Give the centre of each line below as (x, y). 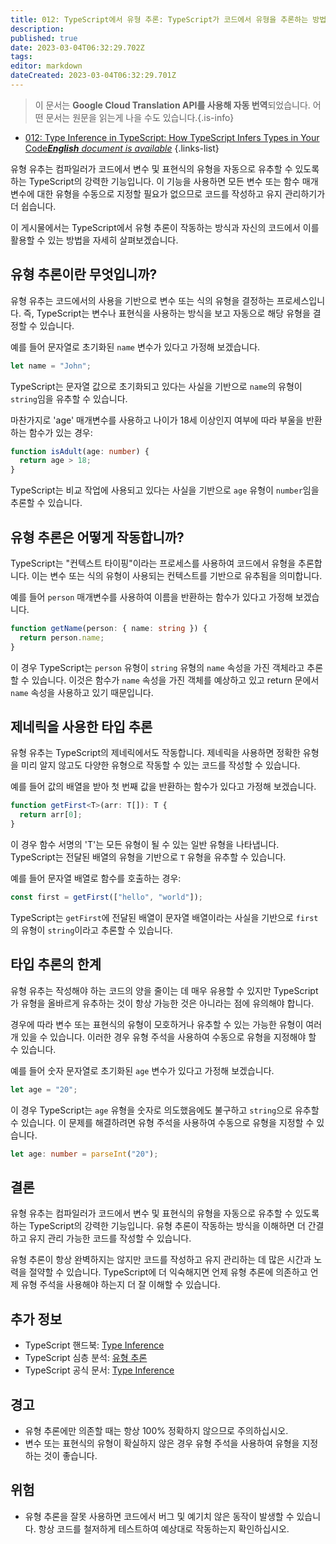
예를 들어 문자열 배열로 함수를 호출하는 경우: (96, 878)
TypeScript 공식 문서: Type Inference (99, 1370)
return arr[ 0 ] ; (51, 815)
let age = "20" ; (44, 1089)
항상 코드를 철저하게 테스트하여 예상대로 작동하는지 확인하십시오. (164, 1528)
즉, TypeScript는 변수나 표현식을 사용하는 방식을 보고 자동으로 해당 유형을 (167, 313)
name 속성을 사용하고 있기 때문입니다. (82, 692)
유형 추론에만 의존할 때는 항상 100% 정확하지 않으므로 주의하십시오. (156, 1430)
